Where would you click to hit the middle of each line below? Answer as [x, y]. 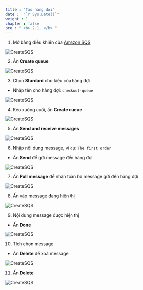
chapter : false [22, 24]
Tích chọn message [33, 244]
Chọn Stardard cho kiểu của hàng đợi [51, 81]
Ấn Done [22, 225]
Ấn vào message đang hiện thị [44, 196]
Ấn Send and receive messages [46, 129]
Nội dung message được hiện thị [46, 215]
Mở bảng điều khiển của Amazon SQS [52, 42]
